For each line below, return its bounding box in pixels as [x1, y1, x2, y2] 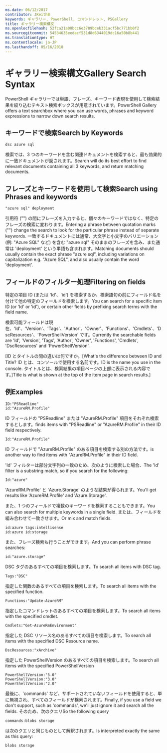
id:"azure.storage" [5, 554, 46, 559]
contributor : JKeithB [5, 12, 50, 17]
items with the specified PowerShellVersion [5, 662, 94, 668]
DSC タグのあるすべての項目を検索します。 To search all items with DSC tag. [5, 563, 161, 569]
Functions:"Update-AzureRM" [5, 598, 64, 603]
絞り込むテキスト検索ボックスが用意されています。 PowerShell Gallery [13, 102, 157, 108]
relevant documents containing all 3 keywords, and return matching [5, 163, 144, 169]
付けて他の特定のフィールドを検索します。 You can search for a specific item [5, 298, 162, 304]
